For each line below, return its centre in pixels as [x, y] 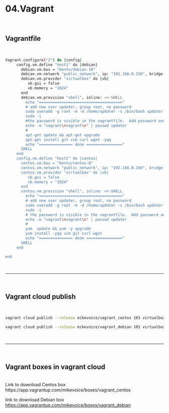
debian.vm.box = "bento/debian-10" [58, 69]
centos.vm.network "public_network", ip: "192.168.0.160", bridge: [93, 168]
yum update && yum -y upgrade [58, 229]
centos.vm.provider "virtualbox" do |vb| [65, 172]
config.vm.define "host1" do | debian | [57, 65]
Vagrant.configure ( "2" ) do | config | [44, 60]
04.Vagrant [30, 9]
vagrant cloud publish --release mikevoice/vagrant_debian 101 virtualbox [85, 327]
